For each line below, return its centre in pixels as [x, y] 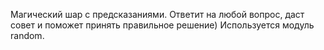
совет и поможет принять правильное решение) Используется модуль [162, 25]
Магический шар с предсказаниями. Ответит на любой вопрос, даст [157, 14]
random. [27, 35]
